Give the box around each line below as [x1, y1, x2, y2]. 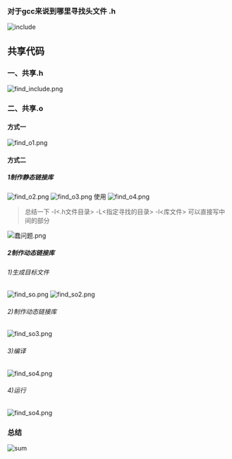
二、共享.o [7, 103, 44, 113]
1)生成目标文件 [7, 267, 49, 277]
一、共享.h [7, 68, 44, 78]
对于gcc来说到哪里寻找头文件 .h [7, 6, 116, 16]
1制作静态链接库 [7, 173, 54, 182]
